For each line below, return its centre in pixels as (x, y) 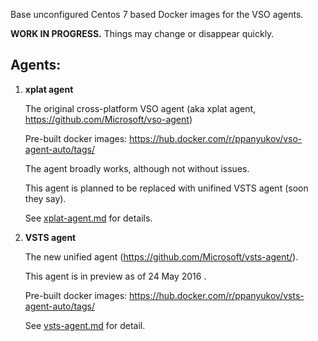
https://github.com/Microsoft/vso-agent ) (108, 119)
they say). (45, 198)
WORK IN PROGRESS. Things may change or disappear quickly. (142, 33)
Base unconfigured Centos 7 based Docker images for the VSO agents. (157, 14)
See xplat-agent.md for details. (88, 218)
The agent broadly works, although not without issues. (137, 168)
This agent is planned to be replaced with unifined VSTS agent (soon (166, 188)
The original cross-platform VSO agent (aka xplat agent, (140, 108)
